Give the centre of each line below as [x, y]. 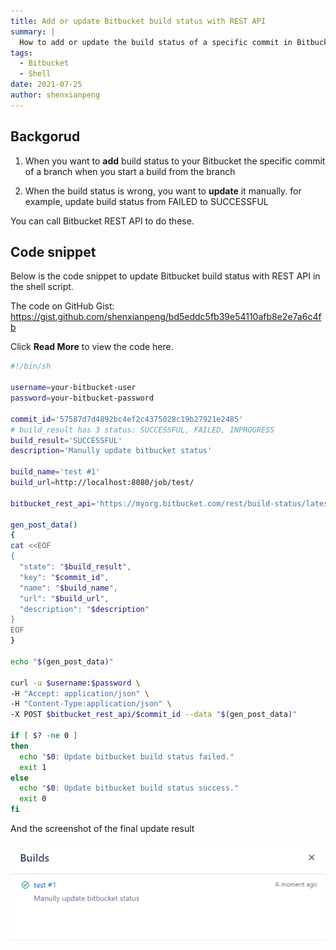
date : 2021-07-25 [46, 85]
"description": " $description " [84, 609]
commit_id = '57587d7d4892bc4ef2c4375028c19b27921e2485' [127, 419]
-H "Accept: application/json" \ [80, 693]
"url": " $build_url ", [64, 598]
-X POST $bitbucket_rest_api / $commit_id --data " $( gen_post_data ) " [154, 715]
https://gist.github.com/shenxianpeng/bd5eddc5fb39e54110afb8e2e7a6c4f [166, 317]
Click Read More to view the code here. [92, 347]
